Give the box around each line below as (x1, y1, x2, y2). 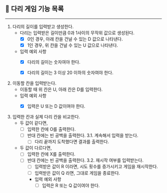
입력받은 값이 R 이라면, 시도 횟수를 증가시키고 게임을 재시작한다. (34, 164, 158, 170)
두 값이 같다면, (19, 120, 48, 126)
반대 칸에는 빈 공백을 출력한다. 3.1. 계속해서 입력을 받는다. (27, 132, 139, 138)
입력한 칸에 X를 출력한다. (27, 151, 76, 157)
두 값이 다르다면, (19, 145, 52, 151)
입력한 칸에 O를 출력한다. (27, 126, 76, 132)
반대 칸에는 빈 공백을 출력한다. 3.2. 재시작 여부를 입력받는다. (27, 157, 144, 163)
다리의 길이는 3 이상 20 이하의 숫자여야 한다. (27, 70, 113, 76)
